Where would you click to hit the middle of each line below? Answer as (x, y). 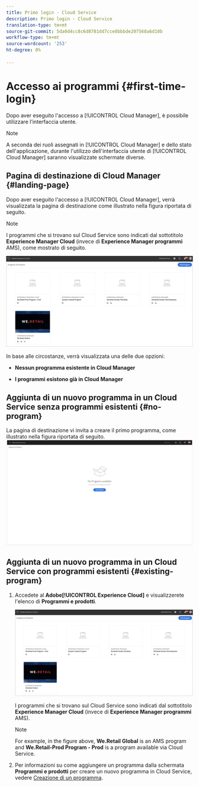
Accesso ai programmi (63, 86)
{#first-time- (153, 86)
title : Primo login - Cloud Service (51, 12)
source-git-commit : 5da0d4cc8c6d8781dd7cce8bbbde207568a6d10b (84, 31)
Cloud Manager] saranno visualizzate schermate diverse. (76, 157)
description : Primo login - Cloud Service (59, 19)
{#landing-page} (38, 185)
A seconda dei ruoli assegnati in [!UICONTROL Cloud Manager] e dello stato (99, 145)
